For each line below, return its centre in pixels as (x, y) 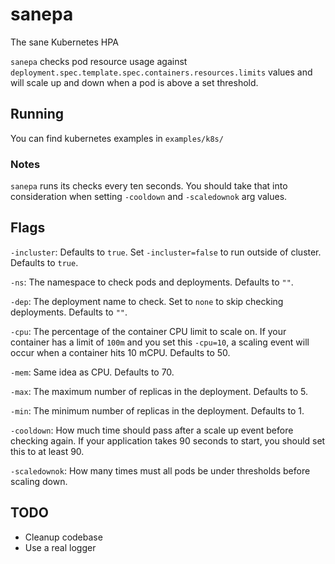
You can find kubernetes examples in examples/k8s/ (117, 138)
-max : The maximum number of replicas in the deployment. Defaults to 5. (159, 391)
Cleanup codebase (63, 537)
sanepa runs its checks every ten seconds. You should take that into (149, 186)
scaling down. (39, 481)
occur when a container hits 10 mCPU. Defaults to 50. (120, 352)
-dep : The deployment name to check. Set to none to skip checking (147, 301)
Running (37, 114)
